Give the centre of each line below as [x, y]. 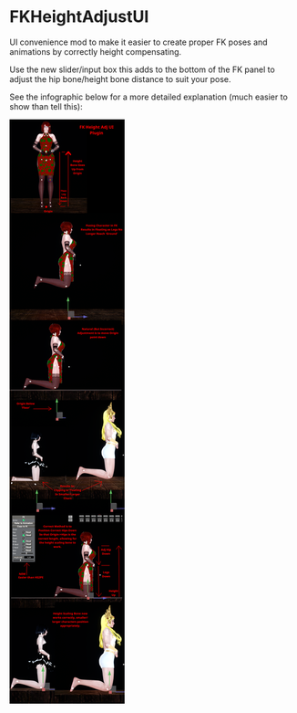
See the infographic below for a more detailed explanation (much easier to [149, 97]
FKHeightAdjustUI [79, 17]
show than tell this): [46, 106]
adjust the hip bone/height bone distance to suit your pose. [120, 79]
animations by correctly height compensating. [96, 51]
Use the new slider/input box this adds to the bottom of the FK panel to [142, 69]
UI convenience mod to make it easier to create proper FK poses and [138, 42]
